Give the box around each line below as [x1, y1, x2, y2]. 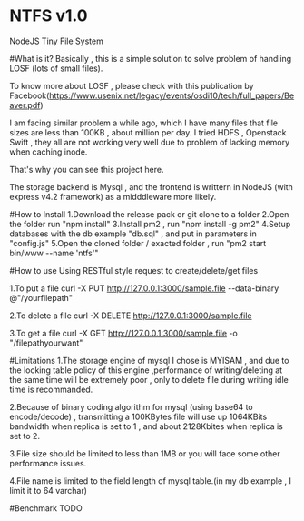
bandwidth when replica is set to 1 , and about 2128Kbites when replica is [9, 420, 283, 432]
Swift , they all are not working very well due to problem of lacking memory [9, 136, 290, 147]
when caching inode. [9, 146, 88, 157]
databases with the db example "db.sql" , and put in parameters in [9, 228, 257, 239]
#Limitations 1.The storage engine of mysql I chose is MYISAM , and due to [9, 355, 289, 366]
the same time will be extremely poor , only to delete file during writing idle [9, 374, 289, 385]
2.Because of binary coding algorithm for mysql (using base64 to [9, 401, 253, 412]
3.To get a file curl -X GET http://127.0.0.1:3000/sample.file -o [9, 327, 238, 338]
